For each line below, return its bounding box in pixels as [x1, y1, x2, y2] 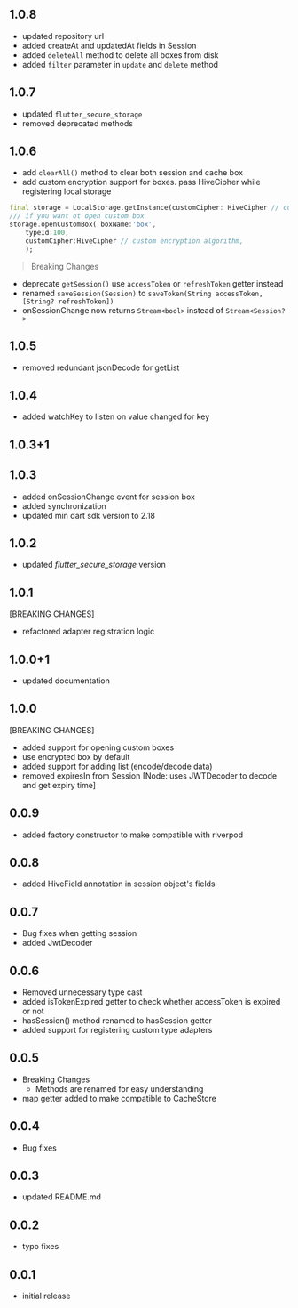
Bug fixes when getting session [21, 928, 137, 939]
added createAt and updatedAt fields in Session [21, 40, 197, 51]
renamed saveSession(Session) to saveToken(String [21, 287, 212, 298]
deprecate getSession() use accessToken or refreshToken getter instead [21, 278, 284, 288]
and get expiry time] [21, 779, 96, 790]
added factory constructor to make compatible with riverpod [21, 829, 244, 840]
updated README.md [21, 1191, 102, 1202]
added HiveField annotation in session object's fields [21, 878, 216, 889]
